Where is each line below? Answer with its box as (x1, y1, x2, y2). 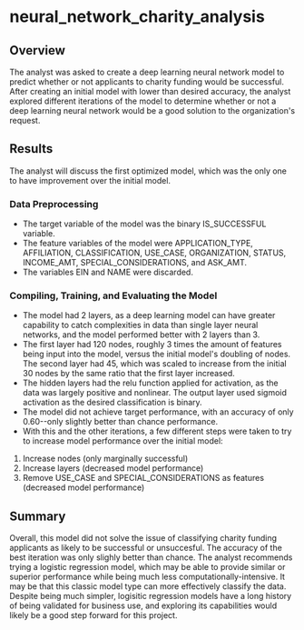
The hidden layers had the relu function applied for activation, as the (22, 377, 279, 388)
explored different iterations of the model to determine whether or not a (9, 95, 277, 106)
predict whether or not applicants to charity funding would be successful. (9, 76, 284, 87)
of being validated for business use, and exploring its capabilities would (9, 600, 278, 611)
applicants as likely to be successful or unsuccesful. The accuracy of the (9, 543, 283, 554)
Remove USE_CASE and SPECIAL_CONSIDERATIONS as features (22, 473, 265, 484)
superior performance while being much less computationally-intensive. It (9, 571, 286, 583)
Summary (9, 508, 66, 524)
